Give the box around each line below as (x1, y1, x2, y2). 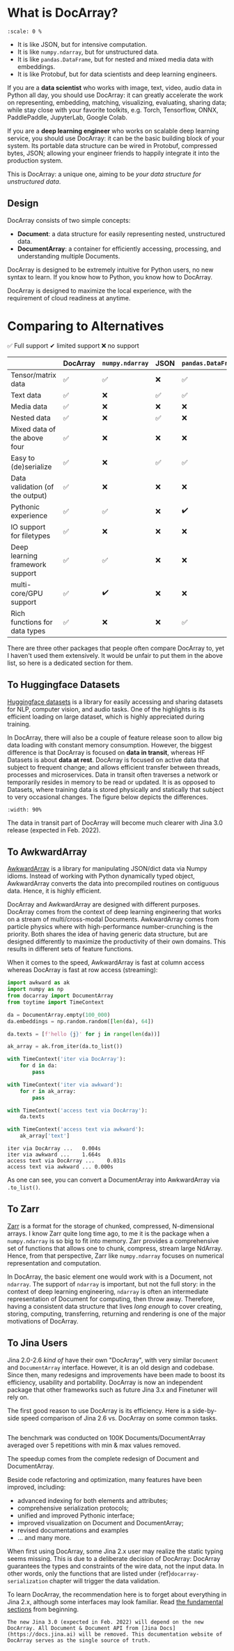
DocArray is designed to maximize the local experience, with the (7, 286, 192, 295)
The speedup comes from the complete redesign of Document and (7, 1454, 200, 1462)
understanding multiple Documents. (17, 251, 120, 260)
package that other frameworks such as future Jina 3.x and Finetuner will (7, 1385, 218, 1394)
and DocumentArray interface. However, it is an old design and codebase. (7, 1363, 214, 1372)
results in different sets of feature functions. (7, 945, 134, 953)
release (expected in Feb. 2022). (7, 825, 101, 834)
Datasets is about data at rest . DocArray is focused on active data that (7, 756, 210, 764)
